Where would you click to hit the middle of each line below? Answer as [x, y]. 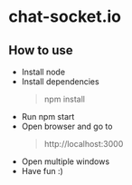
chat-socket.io [65, 17]
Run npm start [48, 117]
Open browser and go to [67, 126]
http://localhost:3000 [84, 144]
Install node [43, 72]
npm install [64, 99]
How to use [41, 50]
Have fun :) [42, 171]
